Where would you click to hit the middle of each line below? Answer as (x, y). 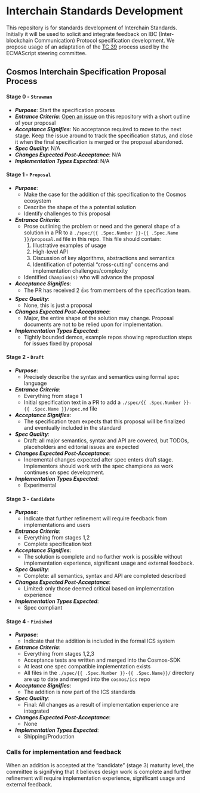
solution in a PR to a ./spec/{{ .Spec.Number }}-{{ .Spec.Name (101, 233)
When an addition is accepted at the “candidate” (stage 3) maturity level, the (100, 765)
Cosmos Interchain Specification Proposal (86, 72)
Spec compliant (43, 608)
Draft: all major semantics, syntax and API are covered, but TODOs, (106, 440)
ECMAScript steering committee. (47, 53)
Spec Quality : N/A (38, 148)
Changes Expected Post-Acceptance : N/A (68, 155)
